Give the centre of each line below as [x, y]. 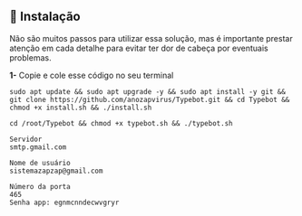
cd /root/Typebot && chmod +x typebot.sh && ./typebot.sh [121, 123]
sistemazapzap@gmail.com [56, 171]
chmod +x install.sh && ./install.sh [81, 108]
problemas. [30, 57]
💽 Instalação [45, 17]
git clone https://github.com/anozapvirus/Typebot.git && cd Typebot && [150, 99]
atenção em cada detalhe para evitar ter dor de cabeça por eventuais [139, 48]
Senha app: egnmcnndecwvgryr [64, 202]
